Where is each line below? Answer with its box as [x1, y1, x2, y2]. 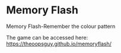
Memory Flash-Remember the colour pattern [6, 23, 116, 30]
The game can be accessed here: [6, 34, 88, 41]
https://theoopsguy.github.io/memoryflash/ [6, 40, 112, 47]
